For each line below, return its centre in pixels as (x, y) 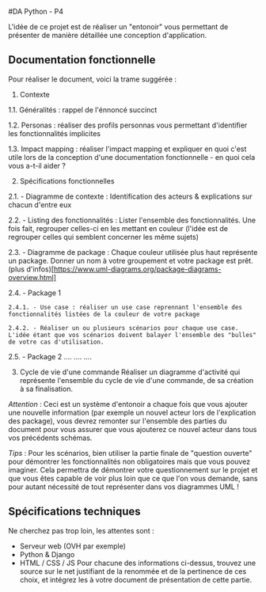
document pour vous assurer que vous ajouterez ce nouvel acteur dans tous (133, 429)
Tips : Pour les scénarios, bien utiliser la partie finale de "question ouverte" (130, 453)
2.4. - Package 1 (35, 293)
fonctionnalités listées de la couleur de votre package (104, 314)
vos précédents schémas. (50, 438)
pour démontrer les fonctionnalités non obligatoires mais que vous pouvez (129, 461)
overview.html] (32, 277)
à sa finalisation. (46, 389)
